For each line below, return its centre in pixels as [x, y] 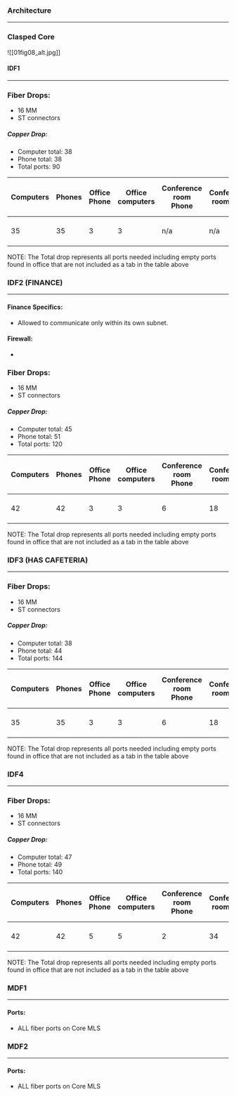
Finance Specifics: [35, 307]
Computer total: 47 [45, 857]
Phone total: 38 [39, 159]
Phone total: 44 [40, 650]
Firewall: [20, 339]
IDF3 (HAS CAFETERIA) [48, 560]
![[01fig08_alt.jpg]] [34, 52]
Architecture [29, 11]
